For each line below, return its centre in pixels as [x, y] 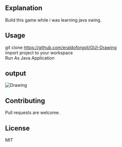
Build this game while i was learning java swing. [53, 20]
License [17, 128]
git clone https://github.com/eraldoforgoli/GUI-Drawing [61, 47]
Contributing [25, 101]
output [15, 73]
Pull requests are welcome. [32, 112]
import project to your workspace [39, 53]
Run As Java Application [30, 58]
